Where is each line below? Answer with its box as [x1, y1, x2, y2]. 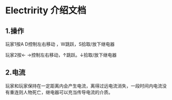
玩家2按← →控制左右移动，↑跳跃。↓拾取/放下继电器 [5, 52, 117, 58]
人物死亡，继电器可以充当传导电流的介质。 [23, 89, 113, 95]
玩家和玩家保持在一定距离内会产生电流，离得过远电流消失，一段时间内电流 [5, 83, 162, 89]
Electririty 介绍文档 [5, 5, 87, 16]
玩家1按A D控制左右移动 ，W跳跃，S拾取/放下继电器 [5, 41, 115, 47]
